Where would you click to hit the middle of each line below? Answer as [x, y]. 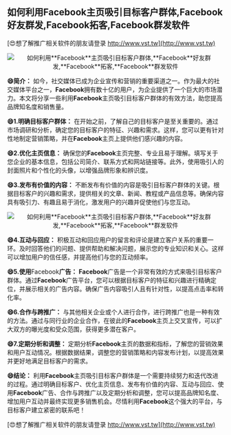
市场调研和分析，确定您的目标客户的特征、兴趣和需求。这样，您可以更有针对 [115, 130]
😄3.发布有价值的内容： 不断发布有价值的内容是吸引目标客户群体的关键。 [110, 185]
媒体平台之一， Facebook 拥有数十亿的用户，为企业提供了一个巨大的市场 [114, 89]
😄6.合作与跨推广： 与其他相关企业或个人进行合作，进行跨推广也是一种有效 [113, 312]
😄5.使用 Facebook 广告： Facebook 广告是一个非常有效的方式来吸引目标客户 [114, 271]
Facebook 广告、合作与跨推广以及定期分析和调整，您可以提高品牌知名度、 [118, 392]
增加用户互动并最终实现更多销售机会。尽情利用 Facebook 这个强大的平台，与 [115, 401]
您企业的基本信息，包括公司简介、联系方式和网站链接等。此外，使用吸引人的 [115, 161]
